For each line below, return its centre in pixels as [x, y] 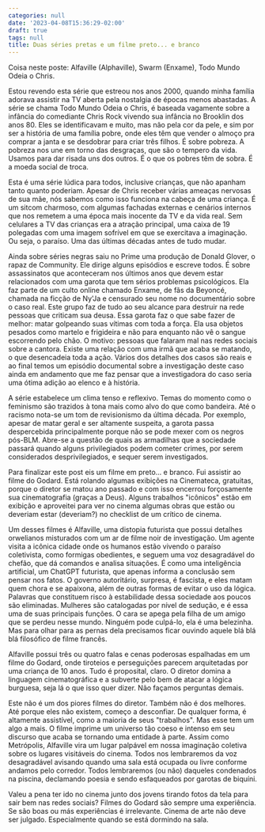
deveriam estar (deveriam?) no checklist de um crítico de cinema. [115, 515]
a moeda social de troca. [49, 167]
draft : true [28, 30]
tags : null [26, 38]
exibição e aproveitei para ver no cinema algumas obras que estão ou [122, 506]
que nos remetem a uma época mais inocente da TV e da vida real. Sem [125, 216]
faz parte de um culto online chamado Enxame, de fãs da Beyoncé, [117, 291]
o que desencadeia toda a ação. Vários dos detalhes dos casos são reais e [130, 358]
